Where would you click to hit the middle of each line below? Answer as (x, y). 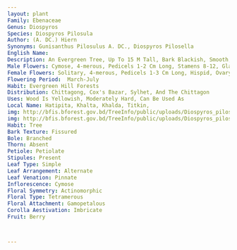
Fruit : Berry (26, 217)
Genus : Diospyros (33, 27)
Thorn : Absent (28, 145)
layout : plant (28, 14)
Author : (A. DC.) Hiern (42, 40)
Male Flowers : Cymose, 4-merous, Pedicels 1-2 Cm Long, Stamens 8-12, (113, 66)
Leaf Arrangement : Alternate (50, 171)
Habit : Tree (25, 125)
